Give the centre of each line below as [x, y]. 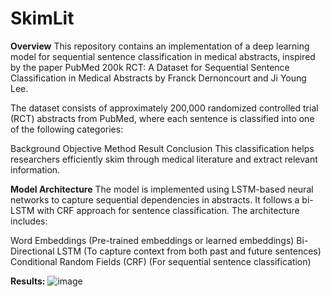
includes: [29, 221]
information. [35, 169]
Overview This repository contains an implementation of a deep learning [160, 46]
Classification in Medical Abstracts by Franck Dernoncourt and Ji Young [158, 78]
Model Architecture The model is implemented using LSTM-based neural [162, 189]
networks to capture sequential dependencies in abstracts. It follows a [155, 199]
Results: [28, 281]
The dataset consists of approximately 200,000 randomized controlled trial [164, 108]
